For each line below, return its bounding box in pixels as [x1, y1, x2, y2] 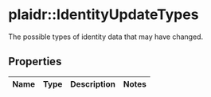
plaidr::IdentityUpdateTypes [8, 6, 199, 24]
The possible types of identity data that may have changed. [8, 32, 204, 41]
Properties [8, 55, 62, 68]
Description [70, 78, 115, 89]
